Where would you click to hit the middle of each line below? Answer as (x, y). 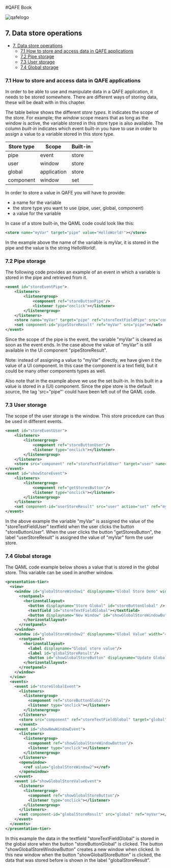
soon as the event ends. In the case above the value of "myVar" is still (78, 345)
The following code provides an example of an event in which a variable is (83, 272)
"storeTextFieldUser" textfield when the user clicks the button (70, 527)
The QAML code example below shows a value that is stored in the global (82, 567)
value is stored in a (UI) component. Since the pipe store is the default (79, 386)
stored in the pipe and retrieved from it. (46, 278)
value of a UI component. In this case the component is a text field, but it (81, 366)
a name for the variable (37, 203)
